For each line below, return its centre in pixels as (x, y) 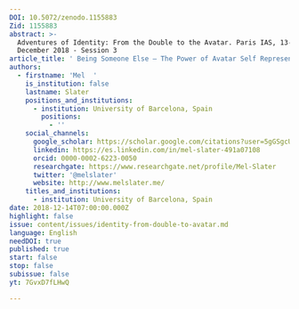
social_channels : (57, 134)
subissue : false (39, 274)
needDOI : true (36, 241)
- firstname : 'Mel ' (57, 76)
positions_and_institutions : (79, 100)
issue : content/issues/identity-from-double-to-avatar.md (119, 224)
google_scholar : (63, 142)
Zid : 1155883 (33, 26)
